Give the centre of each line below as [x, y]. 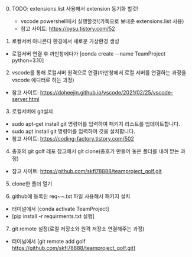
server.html [25, 99]
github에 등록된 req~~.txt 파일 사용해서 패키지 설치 [71, 196]
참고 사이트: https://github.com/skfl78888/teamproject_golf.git [87, 171]
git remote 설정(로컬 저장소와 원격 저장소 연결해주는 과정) [78, 229]
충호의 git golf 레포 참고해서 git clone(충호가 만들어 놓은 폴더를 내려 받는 [95, 151]
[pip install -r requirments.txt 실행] [53, 216]
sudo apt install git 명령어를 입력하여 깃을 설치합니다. [74, 131]
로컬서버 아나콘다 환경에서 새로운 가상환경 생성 [65, 41]
